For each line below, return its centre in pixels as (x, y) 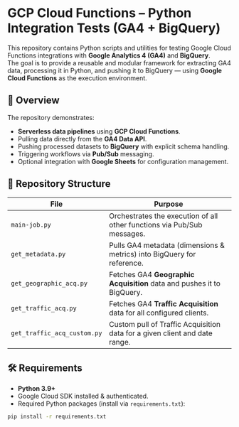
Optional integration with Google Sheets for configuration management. (123, 161)
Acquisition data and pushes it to (165, 283)
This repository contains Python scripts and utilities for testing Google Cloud (119, 48)
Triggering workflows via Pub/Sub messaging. (86, 153)
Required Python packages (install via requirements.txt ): (101, 404)
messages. (127, 234)
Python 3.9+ (36, 389)
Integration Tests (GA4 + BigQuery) (114, 28)
